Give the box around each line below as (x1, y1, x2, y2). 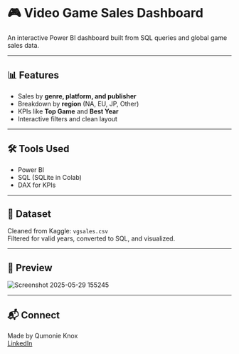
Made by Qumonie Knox (7, 332, 78, 340)
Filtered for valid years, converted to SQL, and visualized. (7, 234, 176, 243)
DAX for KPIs (17, 181, 56, 189)
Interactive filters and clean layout (17, 114, 117, 123)
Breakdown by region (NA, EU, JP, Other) (17, 99, 139, 108)
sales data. (7, 41, 40, 49)
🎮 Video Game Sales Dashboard (7, 5, 204, 21)
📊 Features (7, 69, 59, 81)
